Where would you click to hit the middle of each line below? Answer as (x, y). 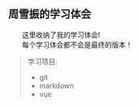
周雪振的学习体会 (50, 14)
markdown (57, 85)
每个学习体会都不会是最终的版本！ (77, 44)
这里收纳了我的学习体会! (62, 35)
